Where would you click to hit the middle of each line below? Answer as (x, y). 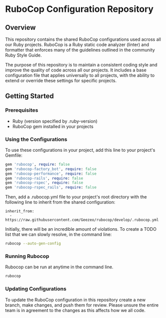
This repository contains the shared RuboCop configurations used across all (83, 39)
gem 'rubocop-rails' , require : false (44, 178)
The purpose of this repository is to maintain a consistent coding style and (81, 65)
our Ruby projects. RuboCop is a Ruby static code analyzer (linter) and (77, 45)
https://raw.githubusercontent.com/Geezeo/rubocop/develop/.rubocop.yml (82, 220)
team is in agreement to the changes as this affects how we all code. (75, 310)
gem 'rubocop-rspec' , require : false (44, 183)
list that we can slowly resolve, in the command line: (58, 235)
